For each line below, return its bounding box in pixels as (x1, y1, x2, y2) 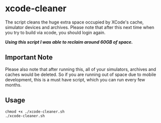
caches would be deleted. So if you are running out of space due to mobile (5, 72, 156, 77)
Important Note (5, 53, 53, 62)
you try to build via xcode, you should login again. (5, 29, 106, 35)
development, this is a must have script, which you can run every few (5, 76, 145, 82)
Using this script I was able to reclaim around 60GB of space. (5, 39, 134, 45)
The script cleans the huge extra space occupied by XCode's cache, (5, 19, 144, 25)
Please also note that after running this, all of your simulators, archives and (5, 66, 156, 72)
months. (5, 82, 22, 88)
